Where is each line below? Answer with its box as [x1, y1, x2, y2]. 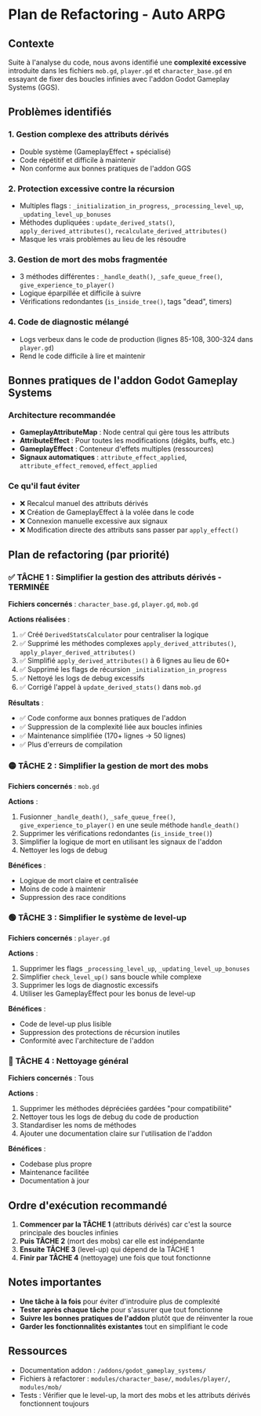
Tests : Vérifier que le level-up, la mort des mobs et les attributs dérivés [19, 1390, 251, 1399]
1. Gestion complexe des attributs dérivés [8, 129, 169, 140]
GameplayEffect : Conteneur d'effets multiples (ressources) [19, 444, 214, 453]
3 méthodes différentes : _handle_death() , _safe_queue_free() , [19, 272, 223, 281]
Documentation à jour [19, 1176, 90, 1186]
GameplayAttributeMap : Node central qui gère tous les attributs [19, 427, 230, 437]
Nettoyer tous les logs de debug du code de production [19, 1112, 199, 1121]
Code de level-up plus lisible [19, 1019, 112, 1029]
